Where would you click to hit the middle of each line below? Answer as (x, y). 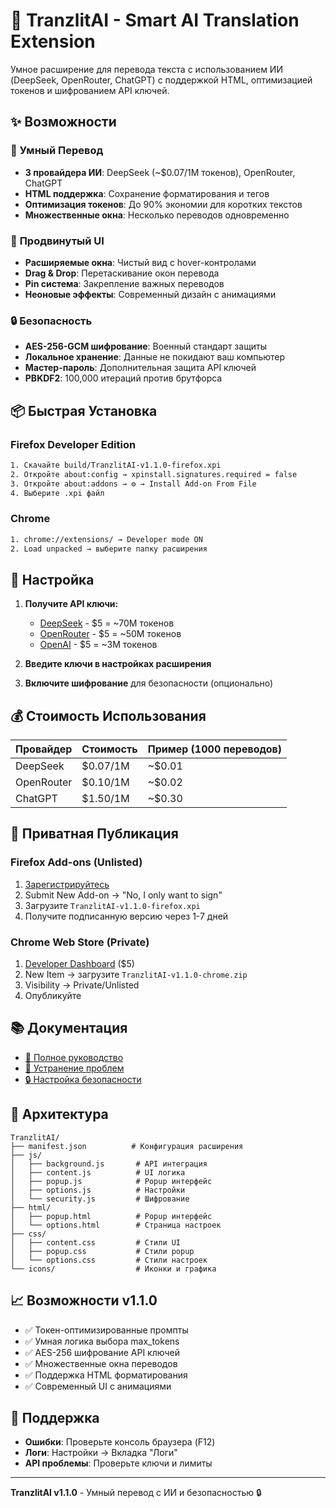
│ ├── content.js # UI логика (98, 1172)
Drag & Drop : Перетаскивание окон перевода (122, 273)
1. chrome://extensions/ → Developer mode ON (106, 539)
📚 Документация (69, 1028)
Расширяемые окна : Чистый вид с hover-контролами (140, 262)
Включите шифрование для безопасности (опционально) (149, 683)
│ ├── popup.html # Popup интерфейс (111, 1216)
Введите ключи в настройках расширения (118, 664)
